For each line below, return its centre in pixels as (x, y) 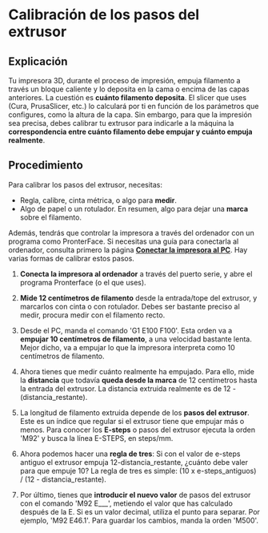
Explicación (38, 61)
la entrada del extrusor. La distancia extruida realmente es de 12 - (128, 388)
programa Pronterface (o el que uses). (83, 282)
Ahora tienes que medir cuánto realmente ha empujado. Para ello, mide (137, 371)
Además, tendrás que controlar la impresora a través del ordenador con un (131, 232)
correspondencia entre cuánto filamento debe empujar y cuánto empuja (130, 131)
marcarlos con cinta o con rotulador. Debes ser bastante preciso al (130, 306)
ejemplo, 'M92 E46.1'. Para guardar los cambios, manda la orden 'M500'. (139, 520)
